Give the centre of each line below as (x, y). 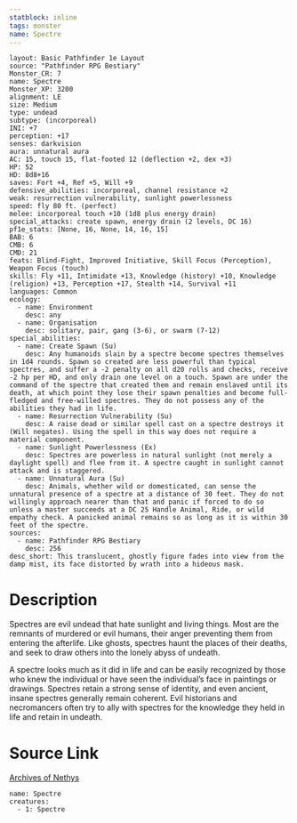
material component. (48, 440)
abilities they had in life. (63, 409)
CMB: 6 (21, 246)
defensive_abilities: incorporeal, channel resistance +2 (119, 191)
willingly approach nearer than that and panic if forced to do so (137, 502)
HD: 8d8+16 (29, 175)
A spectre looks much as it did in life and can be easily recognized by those (148, 670)
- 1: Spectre (41, 810)
